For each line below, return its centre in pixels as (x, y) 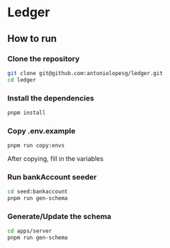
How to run (32, 39)
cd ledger (22, 80)
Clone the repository (44, 59)
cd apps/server (30, 231)
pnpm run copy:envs (36, 146)
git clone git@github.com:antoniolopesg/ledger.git (85, 73)
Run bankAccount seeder (52, 177)
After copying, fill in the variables (56, 159)
